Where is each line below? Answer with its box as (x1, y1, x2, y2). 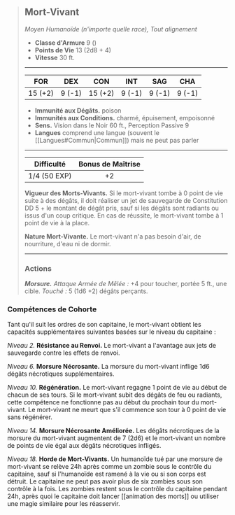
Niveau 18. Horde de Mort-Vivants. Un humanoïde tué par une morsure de (7, 455, 222, 463)
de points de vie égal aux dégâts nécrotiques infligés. (7, 442, 162, 450)
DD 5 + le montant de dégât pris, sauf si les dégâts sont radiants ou (24, 204, 219, 212)
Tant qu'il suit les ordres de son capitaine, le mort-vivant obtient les (7, 320, 201, 329)
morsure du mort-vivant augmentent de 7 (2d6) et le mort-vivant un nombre (7, 434, 226, 442)
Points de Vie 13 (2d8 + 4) (34, 45, 112, 54)
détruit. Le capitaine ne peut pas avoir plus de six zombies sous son (7, 477, 203, 486)
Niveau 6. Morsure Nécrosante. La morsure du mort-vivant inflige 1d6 (7, 362, 210, 371)
